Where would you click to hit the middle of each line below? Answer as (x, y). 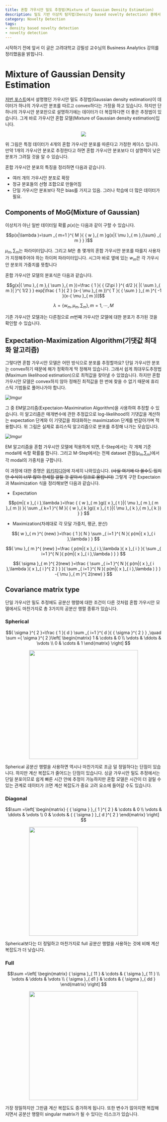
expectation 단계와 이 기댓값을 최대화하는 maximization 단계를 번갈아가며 (82, 420)
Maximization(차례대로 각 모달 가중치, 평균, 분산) (60, 523)
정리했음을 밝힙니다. (24, 54)
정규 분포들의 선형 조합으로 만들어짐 (47, 184)
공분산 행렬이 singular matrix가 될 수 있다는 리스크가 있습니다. (79, 1114)
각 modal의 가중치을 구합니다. (34, 460)
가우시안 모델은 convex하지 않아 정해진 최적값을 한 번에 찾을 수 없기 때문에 (78, 381)
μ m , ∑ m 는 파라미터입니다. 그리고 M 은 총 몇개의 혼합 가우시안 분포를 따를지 (76, 251)
